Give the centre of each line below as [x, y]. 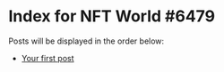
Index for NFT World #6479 [112, 16]
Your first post [47, 58]
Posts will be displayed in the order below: [86, 41]
